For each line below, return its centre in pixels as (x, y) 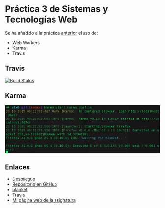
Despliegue (24, 179)
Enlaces (18, 167)
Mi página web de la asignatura (44, 200)
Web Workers (26, 42)
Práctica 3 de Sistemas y (56, 9)
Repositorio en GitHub (35, 184)
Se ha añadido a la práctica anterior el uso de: (52, 33)
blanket (20, 189)
